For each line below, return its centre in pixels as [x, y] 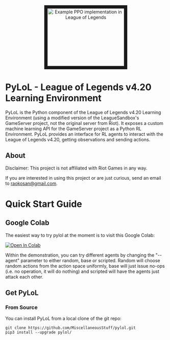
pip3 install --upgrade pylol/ [39, 332]
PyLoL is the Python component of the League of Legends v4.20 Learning [83, 112]
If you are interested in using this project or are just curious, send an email [83, 178]
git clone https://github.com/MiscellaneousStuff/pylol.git [71, 328]
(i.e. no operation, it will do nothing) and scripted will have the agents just [82, 271]
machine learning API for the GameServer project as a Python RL [74, 129]
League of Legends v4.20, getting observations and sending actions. [78, 139]
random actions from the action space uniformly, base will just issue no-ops [85, 266]
